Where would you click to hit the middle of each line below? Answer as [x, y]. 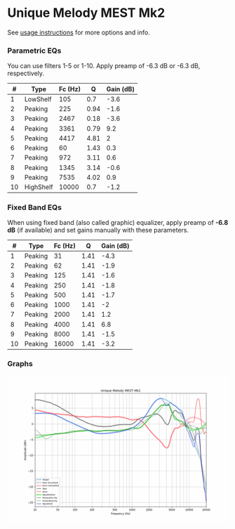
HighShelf [39, 187]
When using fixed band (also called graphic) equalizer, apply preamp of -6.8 [118, 223]
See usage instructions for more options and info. [79, 32]
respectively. [26, 73]
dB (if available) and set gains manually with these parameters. [98, 230]
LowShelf [38, 99]
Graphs [20, 364]
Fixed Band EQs [34, 207]
